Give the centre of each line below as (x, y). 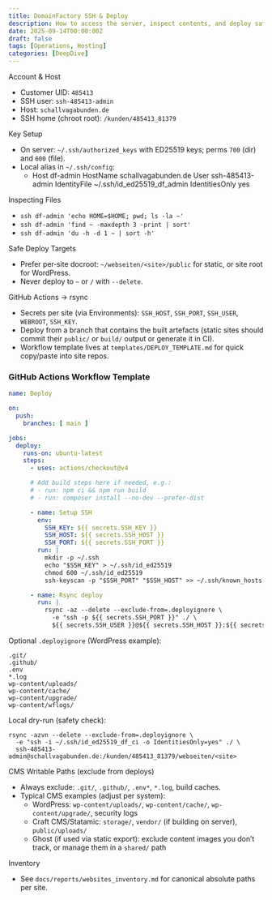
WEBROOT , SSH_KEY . (49, 321)
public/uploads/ (59, 831)
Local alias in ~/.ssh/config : (67, 167)
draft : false (30, 39)
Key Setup (25, 134)
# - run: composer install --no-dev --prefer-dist (117, 498)
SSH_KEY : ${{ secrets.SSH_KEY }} (101, 528)
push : (25, 416)
